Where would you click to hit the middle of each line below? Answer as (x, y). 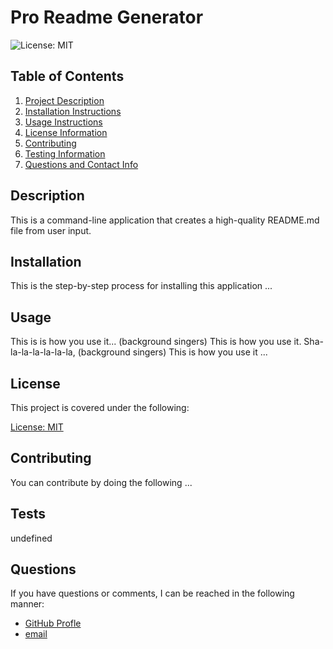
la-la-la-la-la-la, (43, 352)
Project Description (64, 100)
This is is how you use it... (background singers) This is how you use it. (156, 342)
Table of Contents (67, 76)
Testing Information (65, 153)
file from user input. (51, 230)
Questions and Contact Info (81, 164)
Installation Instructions (73, 111)
